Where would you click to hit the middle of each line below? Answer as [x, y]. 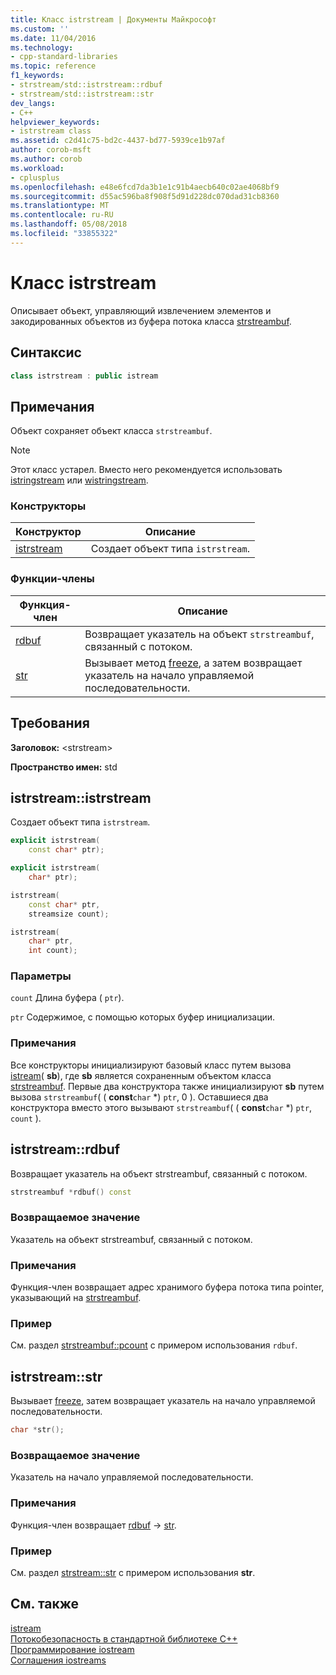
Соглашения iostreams [58, 1660]
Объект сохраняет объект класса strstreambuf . [111, 431]
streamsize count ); [69, 914]
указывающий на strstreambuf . [76, 1298]
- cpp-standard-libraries [64, 57]
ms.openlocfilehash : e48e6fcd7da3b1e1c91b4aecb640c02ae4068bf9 [145, 187]
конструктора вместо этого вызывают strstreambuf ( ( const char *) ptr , [161, 1107]
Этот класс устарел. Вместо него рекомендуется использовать [146, 470]
